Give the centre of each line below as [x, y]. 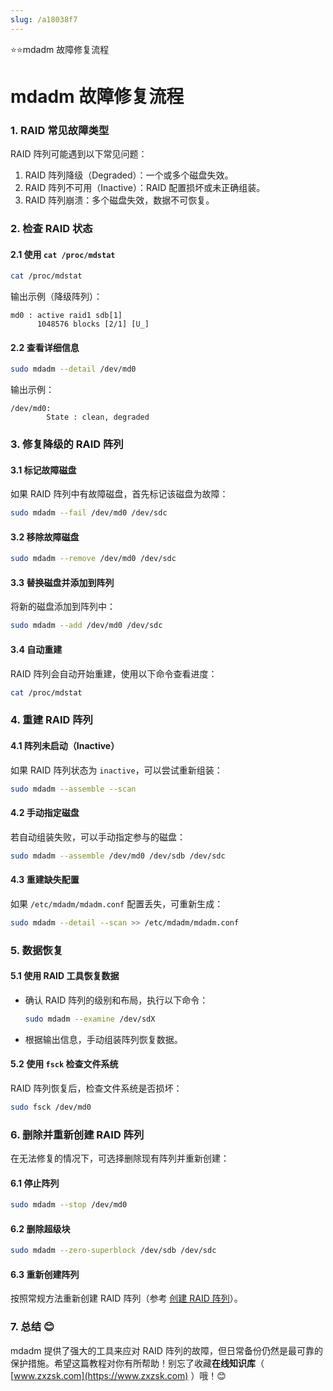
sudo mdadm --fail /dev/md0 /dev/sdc [89, 513]
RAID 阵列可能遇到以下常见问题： [79, 154]
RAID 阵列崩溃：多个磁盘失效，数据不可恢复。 [119, 200]
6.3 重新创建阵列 [45, 1274]
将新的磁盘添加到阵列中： [63, 607]
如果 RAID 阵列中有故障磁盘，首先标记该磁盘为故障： [119, 494]
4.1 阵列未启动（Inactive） [65, 745]
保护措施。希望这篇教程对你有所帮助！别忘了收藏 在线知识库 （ [137, 1363]
